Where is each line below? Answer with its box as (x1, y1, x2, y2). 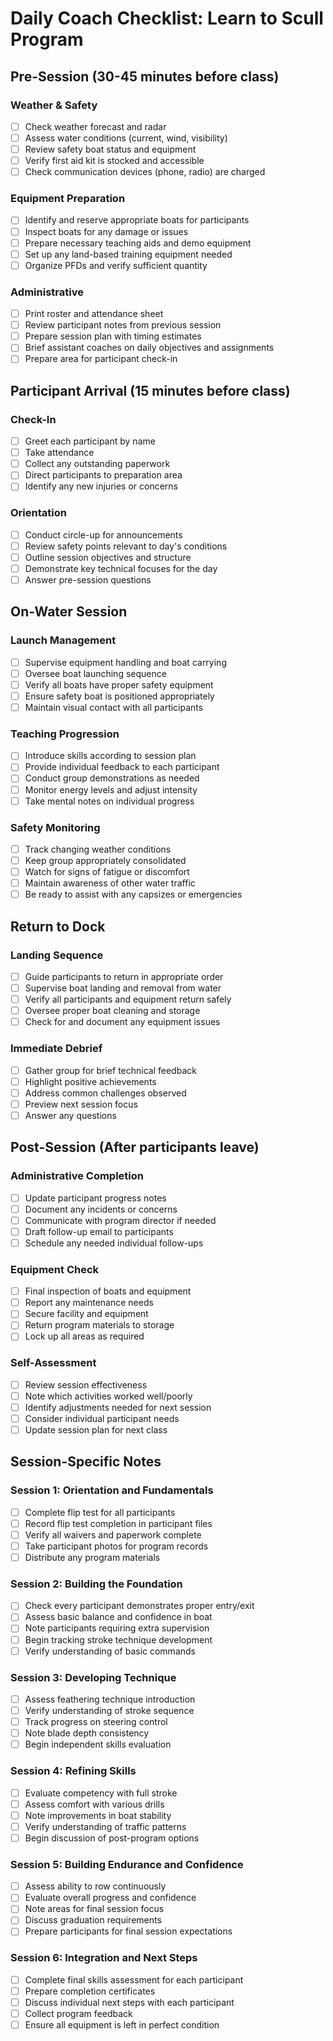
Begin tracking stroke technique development (24, 1633, 213, 1646)
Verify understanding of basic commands (24, 1645, 196, 1657)
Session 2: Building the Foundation (10, 1577, 183, 1591)
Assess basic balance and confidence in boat (24, 1611, 213, 1623)
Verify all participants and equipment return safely (24, 993, 232, 1006)
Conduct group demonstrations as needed (24, 772, 200, 784)
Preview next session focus (24, 1098, 138, 1110)
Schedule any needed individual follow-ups (24, 1237, 204, 1249)
